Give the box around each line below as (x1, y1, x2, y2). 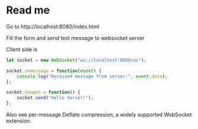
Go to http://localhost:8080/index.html (6, 23, 99, 30)
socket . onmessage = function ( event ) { (6, 68, 102, 74)
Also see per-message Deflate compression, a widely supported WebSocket (6, 111, 192, 118)
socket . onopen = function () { (6, 90, 81, 95)
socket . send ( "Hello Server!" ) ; (17, 95, 94, 101)
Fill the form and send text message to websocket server (6, 34, 145, 41)
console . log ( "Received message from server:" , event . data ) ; (17, 73, 168, 80)
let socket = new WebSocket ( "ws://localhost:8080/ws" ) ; (6, 57, 147, 63)
